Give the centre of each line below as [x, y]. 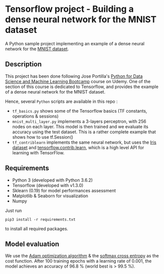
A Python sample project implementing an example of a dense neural [75, 43]
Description [23, 64]
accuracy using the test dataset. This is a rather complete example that [84, 132]
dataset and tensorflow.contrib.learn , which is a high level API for [78, 147]
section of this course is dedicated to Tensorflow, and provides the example [82, 87]
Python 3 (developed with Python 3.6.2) [53, 180]
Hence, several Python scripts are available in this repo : [61, 101]
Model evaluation [32, 244]
